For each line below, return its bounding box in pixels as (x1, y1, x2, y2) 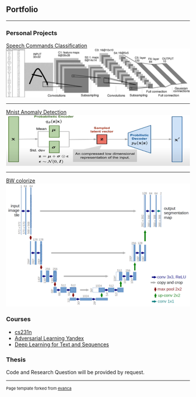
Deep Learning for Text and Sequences (14, 341, 109, 348)
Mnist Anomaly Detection (6, 109, 67, 116)
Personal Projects (6, 29, 57, 37)
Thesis (6, 356, 26, 364)
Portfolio (6, 5, 38, 15)
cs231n (14, 328, 32, 335)
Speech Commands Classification (6, 42, 87, 49)
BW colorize (6, 177, 36, 184)
